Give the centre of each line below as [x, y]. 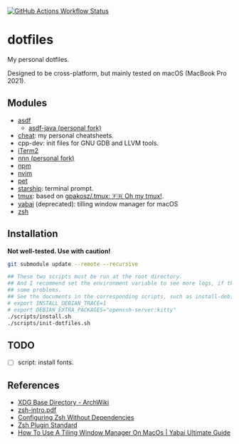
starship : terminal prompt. [55, 188]
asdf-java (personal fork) [65, 127]
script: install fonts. [46, 362]
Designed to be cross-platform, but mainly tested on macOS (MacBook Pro [117, 73]
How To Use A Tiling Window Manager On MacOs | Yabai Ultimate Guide [124, 433]
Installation [33, 234]
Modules [27, 103]
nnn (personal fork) [46, 158]
